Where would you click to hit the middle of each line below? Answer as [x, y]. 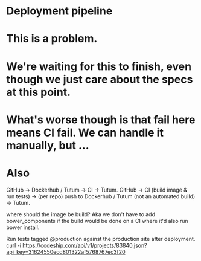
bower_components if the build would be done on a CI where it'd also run [97, 221]
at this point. [39, 92]
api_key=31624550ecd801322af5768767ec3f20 [66, 251]
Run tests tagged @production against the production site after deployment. [101, 239]
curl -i [14, 245]
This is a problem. [52, 39]
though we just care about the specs [100, 79]
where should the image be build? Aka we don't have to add [81, 214]
